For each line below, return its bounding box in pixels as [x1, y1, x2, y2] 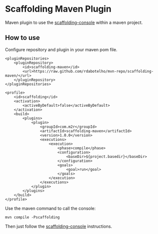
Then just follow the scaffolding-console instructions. [5, 223, 112, 229]
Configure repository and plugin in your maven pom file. [5, 46, 118, 52]
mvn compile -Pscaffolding [5, 214, 60, 220]
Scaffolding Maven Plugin [5, 3, 112, 15]
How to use [5, 34, 40, 42]
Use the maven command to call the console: [5, 205, 96, 211]
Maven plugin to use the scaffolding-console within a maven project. [5, 19, 143, 25]
